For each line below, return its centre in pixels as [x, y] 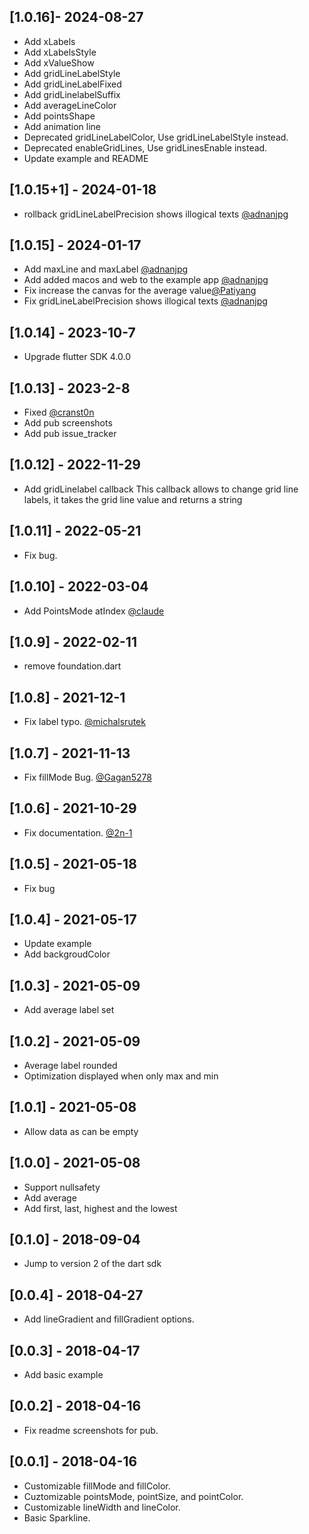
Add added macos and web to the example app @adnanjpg [146, 280]
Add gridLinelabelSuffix [72, 94]
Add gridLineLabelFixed [72, 84]
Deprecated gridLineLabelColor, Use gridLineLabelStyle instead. [156, 137]
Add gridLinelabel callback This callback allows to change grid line [161, 489]
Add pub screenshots [68, 423]
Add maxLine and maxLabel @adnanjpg [106, 269]
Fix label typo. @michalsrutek [84, 722]
